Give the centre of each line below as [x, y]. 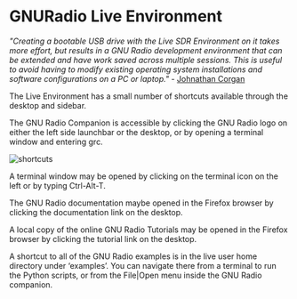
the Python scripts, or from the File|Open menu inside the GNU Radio [136, 275]
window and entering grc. [56, 141]
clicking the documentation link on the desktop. [96, 212]
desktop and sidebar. [48, 105]
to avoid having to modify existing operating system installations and [136, 69]
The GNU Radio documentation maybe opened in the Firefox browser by [141, 203]
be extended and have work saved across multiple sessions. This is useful [146, 60]
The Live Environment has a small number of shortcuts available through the [149, 96]
